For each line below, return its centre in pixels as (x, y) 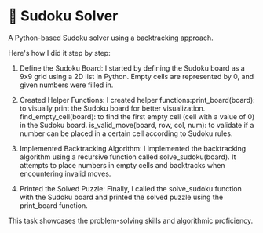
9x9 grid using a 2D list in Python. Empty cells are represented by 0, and (137, 76)
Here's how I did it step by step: (60, 53)
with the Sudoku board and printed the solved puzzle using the (121, 197)
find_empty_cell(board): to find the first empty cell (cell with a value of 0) (137, 116)
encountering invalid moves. (65, 173)
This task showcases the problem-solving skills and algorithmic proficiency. (131, 220)
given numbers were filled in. (66, 85)
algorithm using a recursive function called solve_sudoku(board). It (128, 157)
